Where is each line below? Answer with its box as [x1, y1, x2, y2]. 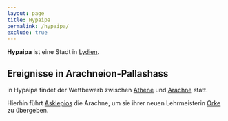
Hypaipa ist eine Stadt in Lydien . [7, 48, 100, 56]
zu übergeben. [7, 107, 49, 115]
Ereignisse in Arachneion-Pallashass [7, 68, 169, 79]
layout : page [7, 10, 45, 17]
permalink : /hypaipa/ [7, 23, 70, 29]
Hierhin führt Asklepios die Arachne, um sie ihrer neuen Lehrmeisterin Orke [7, 99, 221, 107]
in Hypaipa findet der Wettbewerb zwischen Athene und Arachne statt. [7, 86, 208, 94]
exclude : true [7, 29, 48, 36]
